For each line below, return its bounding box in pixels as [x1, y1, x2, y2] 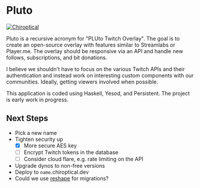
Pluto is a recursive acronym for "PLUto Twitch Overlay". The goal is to [6, 35, 180, 42]
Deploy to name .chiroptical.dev [14, 168, 89, 175]
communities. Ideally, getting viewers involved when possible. [6, 78, 158, 85]
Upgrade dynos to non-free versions [14, 162, 106, 169]
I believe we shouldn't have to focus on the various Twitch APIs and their [6, 65, 185, 72]
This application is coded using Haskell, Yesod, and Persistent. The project [6, 90, 190, 97]
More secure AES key [23, 141, 77, 149]
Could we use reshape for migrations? [14, 174, 109, 182]
